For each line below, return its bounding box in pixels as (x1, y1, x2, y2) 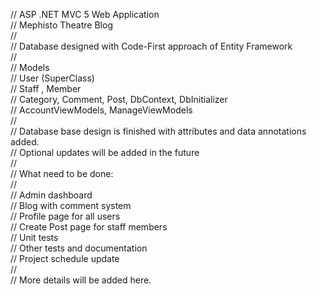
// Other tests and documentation (10, 242, 148, 254)
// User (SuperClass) (10, 72, 95, 84)
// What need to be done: (10, 168, 114, 179)
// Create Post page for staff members (10, 221, 168, 233)
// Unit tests (10, 232, 59, 243)
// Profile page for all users (10, 210, 121, 222)
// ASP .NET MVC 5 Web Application (10, 9, 160, 20)
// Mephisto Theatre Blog (10, 19, 113, 31)
